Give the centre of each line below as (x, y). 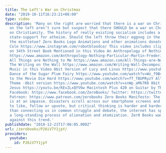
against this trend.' (32, 120)
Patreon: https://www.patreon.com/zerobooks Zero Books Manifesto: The (85, 97)
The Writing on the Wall (35, 65)
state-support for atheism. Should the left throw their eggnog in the (85, 38)
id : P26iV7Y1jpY (31, 143)
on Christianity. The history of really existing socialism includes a (85, 33)
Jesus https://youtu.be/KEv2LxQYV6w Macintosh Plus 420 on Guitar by (83, 88)
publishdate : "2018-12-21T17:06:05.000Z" (48, 124)
